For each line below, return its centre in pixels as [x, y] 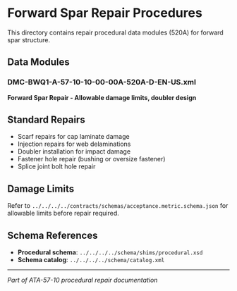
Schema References [53, 235]
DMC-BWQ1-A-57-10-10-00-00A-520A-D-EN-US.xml [102, 82]
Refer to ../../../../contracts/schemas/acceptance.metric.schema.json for [118, 206]
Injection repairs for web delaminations [74, 144]
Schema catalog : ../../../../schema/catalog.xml [91, 260]
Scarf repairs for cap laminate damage [73, 137]
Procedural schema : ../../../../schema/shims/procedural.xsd [110, 252]
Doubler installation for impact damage [74, 151]
